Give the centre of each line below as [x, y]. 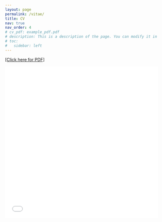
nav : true [15, 23]
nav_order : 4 [18, 28]
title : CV [15, 18]
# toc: [12, 41]
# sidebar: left [24, 46]
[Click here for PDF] [25, 59]
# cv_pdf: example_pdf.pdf [32, 32]
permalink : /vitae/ [25, 14]
